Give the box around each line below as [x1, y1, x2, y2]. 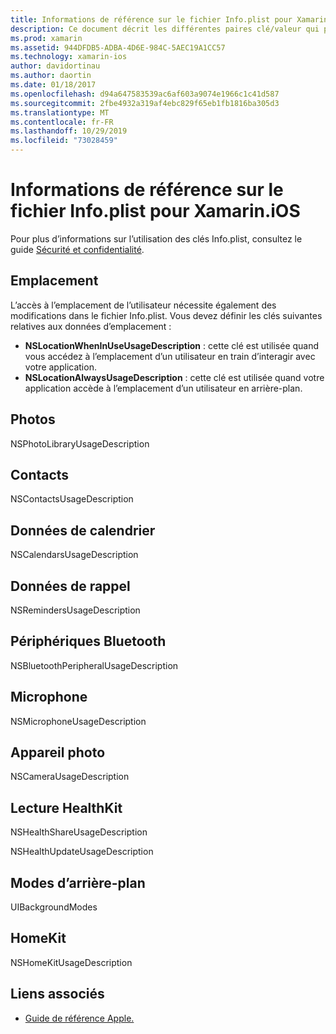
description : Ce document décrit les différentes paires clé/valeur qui [10, 24, 320, 34]
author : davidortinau [10, 61, 101, 71]
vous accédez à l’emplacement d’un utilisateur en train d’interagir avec [24, 350, 316, 362]
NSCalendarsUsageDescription [10, 549, 139, 561]
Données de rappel [10, 577, 131, 595]
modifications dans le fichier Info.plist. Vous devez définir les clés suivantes [10, 309, 323, 321]
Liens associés [10, 986, 105, 1003]
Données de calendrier [10, 522, 156, 539]
